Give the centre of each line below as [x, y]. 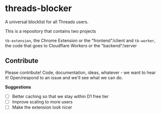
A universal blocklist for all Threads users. [47, 22]
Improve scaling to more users [42, 101]
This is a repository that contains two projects [51, 31]
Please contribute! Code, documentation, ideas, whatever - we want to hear [80, 72]
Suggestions [18, 87]
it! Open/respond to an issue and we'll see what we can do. [64, 77]
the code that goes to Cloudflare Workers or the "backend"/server [71, 45]
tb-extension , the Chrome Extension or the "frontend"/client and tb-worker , [80, 40]
